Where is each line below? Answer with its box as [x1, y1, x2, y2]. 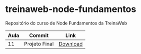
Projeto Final [24, 40, 54, 47]
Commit [29, 31, 49, 38]
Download [58, 40, 83, 47]
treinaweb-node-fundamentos [5, 3, 136, 15]
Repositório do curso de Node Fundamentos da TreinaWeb [5, 20, 127, 26]
